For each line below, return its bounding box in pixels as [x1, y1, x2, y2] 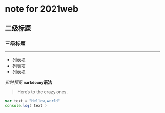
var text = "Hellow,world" [5, 98, 60, 103]
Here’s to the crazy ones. [17, 89, 68, 95]
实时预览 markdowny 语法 [5, 79, 53, 85]
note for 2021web [5, 3, 79, 15]
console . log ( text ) [5, 103, 48, 108]
